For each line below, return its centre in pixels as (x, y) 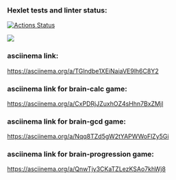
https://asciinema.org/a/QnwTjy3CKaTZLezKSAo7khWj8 (87, 169)
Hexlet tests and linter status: (57, 10)
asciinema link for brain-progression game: (80, 155)
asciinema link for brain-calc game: (67, 89)
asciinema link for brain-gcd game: (67, 121)
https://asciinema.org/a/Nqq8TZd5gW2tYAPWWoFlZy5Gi (88, 137)
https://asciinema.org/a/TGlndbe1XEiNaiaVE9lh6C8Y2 (83, 71)
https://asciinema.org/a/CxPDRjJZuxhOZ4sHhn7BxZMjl (85, 103)
